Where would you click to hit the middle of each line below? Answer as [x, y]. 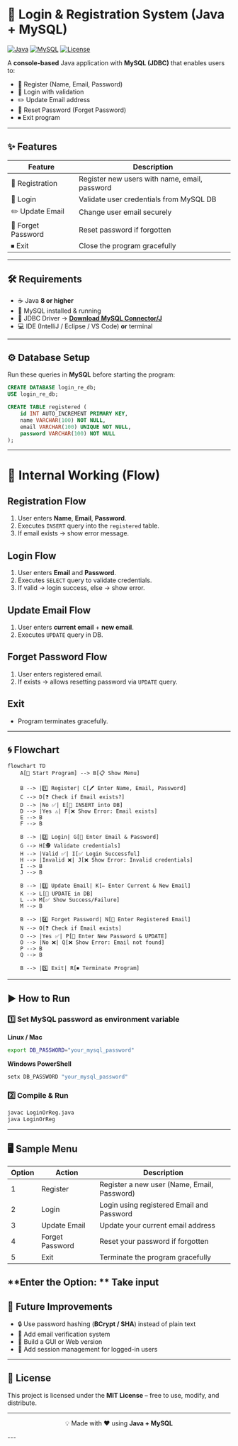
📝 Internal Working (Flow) [84, 475]
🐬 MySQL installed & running [59, 311]
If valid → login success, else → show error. [81, 588]
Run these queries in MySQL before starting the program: [91, 374]
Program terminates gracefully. [63, 721]
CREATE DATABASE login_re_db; [52, 388]
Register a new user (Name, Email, [157, 1184]
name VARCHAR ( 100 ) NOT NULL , [63, 420]
